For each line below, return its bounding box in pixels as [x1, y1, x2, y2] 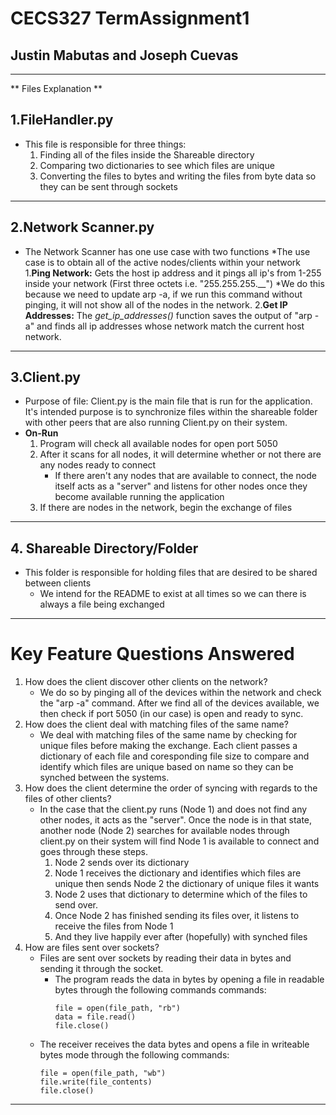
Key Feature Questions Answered [10, 643, 295, 666]
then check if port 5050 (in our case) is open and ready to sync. [39, 708, 304, 720]
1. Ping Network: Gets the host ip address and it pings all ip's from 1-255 [24, 267, 322, 279]
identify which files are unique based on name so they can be [39, 761, 294, 773]
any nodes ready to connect [39, 459, 157, 471]
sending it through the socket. [39, 963, 164, 975]
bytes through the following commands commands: [54, 984, 267, 996]
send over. [54, 899, 99, 911]
